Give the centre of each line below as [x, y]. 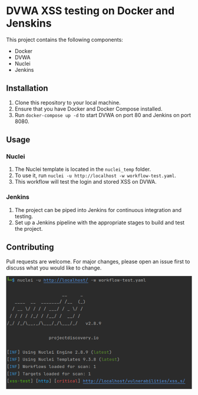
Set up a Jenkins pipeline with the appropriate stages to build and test [99, 223]
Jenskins [29, 23]
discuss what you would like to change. [54, 268]
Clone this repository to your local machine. [67, 102]
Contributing [30, 248]
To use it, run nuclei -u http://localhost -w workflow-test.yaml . [95, 175]
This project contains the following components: [65, 39]
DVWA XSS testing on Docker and [90, 11]
